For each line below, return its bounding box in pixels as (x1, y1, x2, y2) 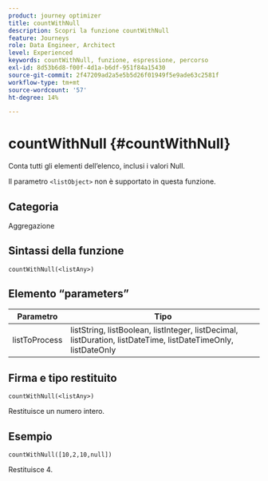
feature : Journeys (8, 34, 69, 42)
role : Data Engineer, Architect (8, 42, 116, 50)
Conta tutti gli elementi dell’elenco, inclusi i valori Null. (8, 161, 186, 171)
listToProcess (12, 334, 63, 345)
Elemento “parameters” (8, 287, 129, 300)
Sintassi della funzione (8, 244, 124, 258)
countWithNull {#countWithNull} (8, 135, 231, 153)
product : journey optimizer (8, 11, 102, 20)
